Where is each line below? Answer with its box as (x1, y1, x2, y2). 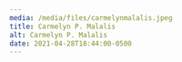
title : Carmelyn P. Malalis (9, 22, 116, 31)
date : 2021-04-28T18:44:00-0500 (9, 38, 132, 48)
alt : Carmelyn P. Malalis (9, 30, 107, 39)
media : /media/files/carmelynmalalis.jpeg (9, 13, 173, 23)
